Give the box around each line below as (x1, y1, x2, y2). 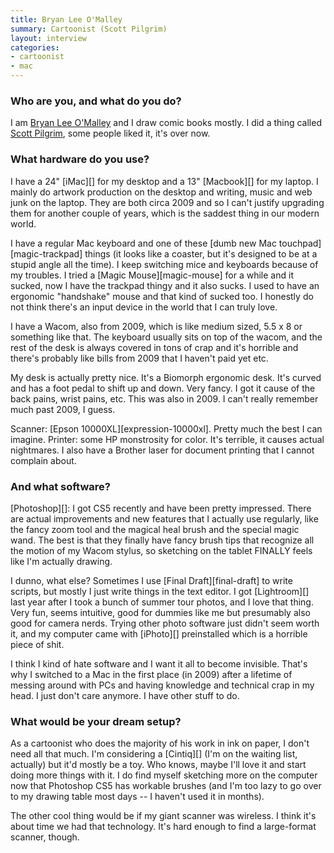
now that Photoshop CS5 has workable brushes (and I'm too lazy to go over (10, 780, 322, 792)
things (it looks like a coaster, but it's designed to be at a (84, 247, 318, 260)
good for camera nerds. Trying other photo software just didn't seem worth (10, 617, 320, 629)
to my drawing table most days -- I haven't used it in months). (10, 791, 265, 803)
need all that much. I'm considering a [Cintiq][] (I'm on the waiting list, (10, 748, 298, 760)
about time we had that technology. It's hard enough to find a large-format (10, 821, 317, 833)
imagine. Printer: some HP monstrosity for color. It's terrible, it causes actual (10, 433, 325, 445)
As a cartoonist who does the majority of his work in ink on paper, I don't (10, 737, 310, 750)
